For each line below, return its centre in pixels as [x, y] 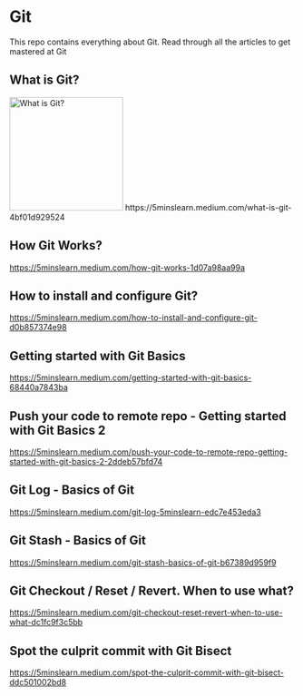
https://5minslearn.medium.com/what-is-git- [208, 207]
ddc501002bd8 [38, 682]
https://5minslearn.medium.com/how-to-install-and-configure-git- [134, 318]
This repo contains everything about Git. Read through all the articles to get [150, 42]
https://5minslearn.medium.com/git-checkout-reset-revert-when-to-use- [146, 613]
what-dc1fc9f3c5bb [46, 622]
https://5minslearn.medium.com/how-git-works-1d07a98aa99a [127, 267]
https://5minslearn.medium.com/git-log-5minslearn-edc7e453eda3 [135, 512]
